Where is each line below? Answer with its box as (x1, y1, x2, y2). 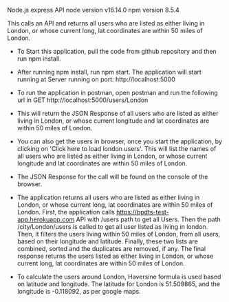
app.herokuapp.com (17, 215, 75, 223)
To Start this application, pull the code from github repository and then (17, 48, 217, 55)
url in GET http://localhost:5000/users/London (17, 96, 149, 104)
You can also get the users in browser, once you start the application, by (17, 137, 222, 145)
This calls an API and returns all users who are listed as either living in (7, 19, 205, 27)
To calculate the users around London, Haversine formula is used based (17, 272, 221, 281)
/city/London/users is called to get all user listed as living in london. (17, 223, 208, 230)
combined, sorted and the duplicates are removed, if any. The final (17, 245, 206, 252)
